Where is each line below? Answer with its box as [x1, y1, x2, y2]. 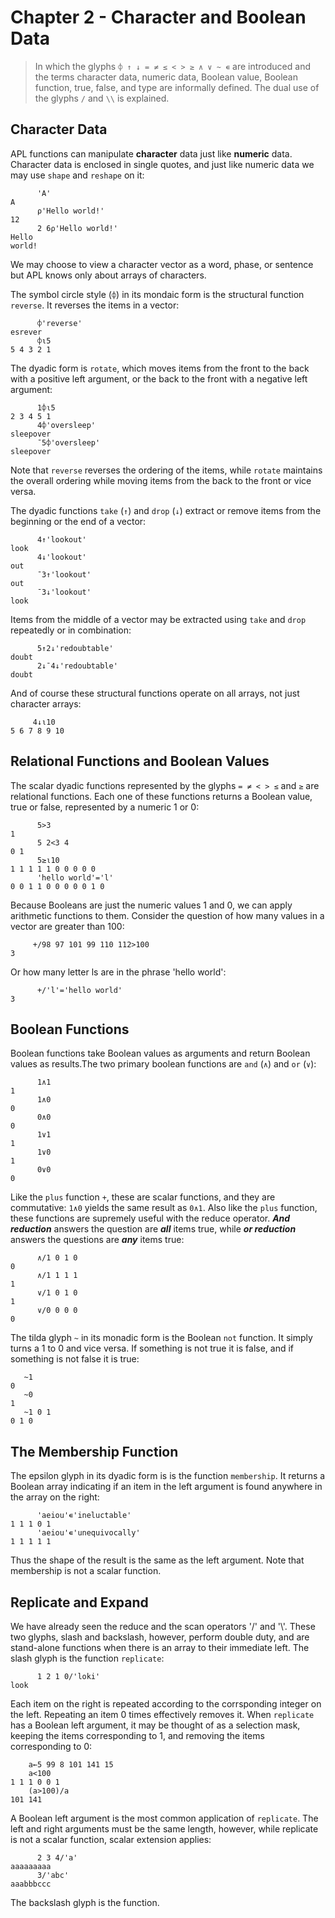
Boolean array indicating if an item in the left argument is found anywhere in [10, 1481, 323, 1493]
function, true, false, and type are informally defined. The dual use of [34, 81, 320, 93]
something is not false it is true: [10, 1353, 140, 1365]
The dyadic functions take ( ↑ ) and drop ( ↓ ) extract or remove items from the [10, 504, 322, 516]
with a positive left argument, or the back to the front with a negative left [10, 372, 308, 385]
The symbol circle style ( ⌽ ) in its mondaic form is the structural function [10, 288, 305, 300]
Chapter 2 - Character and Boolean [10, 6, 307, 29]
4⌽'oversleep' [36, 420, 97, 430]
